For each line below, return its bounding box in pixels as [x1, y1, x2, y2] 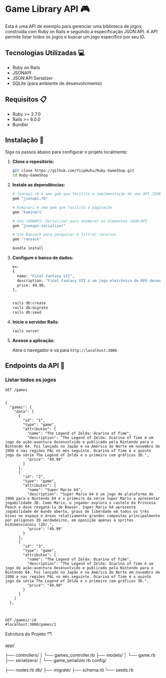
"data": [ [14, 409, 35, 414]
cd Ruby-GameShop [12, 173, 48, 178]
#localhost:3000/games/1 [5, 622, 56, 627]
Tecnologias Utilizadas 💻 [5, 49, 85, 57]
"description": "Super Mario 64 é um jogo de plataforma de [27, 492, 154, 497]
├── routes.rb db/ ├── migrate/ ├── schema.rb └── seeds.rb [5, 667, 134, 673]
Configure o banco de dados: [12, 255, 74, 261]
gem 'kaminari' [12, 209, 44, 214]
